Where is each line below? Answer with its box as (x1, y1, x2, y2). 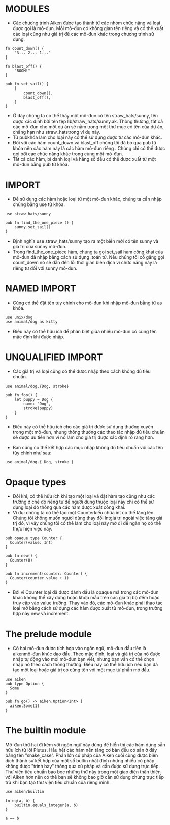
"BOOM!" (14, 68, 30, 73)
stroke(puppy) (23, 405, 53, 411)
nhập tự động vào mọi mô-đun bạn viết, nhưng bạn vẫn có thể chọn (12, 656, 155, 662)
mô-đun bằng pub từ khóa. (12, 161, 70, 167)
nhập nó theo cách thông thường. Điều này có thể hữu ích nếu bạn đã (12, 661, 158, 667)
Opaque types (5, 476, 66, 488)
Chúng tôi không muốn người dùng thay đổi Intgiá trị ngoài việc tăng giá (12, 515, 163, 521)
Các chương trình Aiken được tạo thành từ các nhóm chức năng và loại (12, 20, 161, 26)
